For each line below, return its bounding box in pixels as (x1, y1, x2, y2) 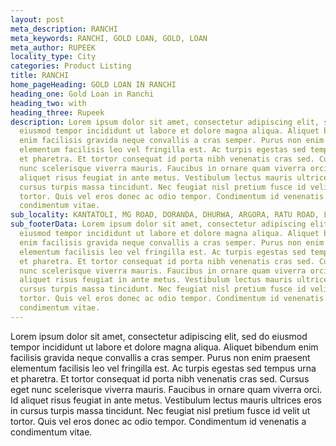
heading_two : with (10, 98, 87, 108)
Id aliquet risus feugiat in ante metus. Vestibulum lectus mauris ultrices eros (10, 394, 322, 406)
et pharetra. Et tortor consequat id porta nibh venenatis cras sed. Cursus (10, 372, 310, 385)
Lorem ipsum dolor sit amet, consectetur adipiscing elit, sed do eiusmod (10, 330, 308, 342)
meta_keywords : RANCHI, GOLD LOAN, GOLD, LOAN (10, 33, 208, 43)
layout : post (10, 14, 65, 25)
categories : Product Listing (10, 61, 132, 71)
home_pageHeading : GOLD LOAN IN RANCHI (10, 80, 177, 90)
